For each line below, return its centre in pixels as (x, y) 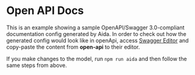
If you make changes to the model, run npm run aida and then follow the (97, 59)
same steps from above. (37, 65)
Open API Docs (45, 11)
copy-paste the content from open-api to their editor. (73, 47)
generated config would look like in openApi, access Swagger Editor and (97, 40)
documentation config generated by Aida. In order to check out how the (97, 34)
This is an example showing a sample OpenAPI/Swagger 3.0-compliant (95, 27)
